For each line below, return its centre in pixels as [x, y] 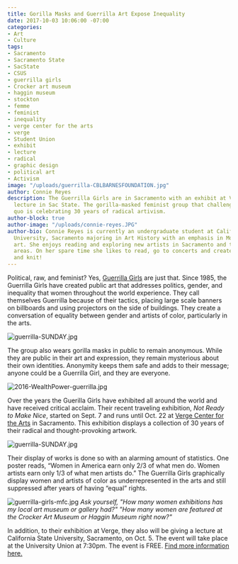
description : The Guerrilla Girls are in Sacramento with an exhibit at [117, 198]
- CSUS [17, 73]
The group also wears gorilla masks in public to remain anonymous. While [115, 350]
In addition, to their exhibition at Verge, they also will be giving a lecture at [115, 531]
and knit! [28, 258]
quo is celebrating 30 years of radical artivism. [90, 212]
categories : [25, 27]
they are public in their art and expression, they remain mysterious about [113, 358]
